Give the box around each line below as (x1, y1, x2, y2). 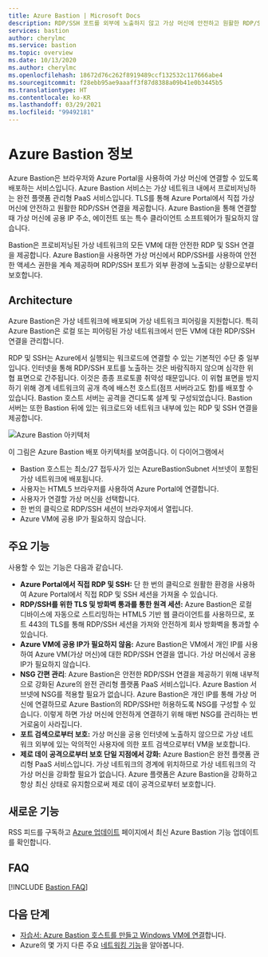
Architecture (8, 293, 73, 308)
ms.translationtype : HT (8, 86, 88, 94)
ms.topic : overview (8, 49, 73, 57)
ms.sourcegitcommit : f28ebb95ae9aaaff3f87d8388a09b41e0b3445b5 (8, 78, 223, 86)
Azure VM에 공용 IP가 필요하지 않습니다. (19, 513, 146, 524)
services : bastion (8, 26, 69, 34)
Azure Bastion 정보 (8, 146, 133, 164)
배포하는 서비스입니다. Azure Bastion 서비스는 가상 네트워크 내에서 (8, 183, 216, 193)
